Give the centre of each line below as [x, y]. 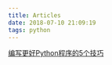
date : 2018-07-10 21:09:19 [52, 23]
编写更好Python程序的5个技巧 [56, 53]
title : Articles [34, 15]
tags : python [29, 30]
